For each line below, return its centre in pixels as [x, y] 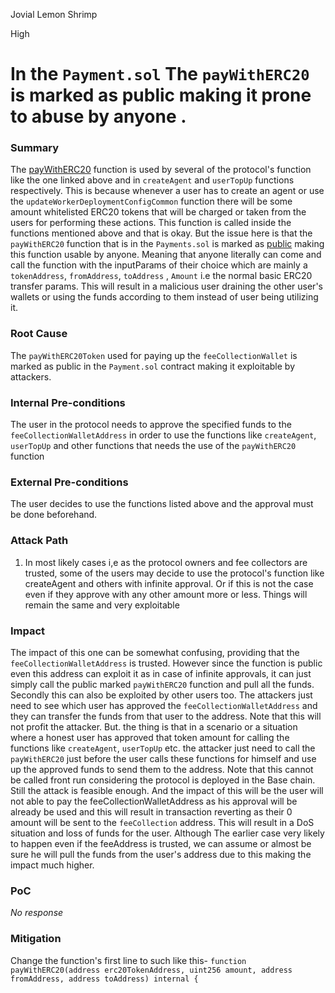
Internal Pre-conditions [68, 402]
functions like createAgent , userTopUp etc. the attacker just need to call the [163, 748]
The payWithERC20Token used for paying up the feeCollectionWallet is [154, 355]
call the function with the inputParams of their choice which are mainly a [159, 265]
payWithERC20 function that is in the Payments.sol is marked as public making [167, 244]
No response [37, 913]
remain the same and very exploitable [102, 605]
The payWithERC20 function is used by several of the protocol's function [161, 170]
